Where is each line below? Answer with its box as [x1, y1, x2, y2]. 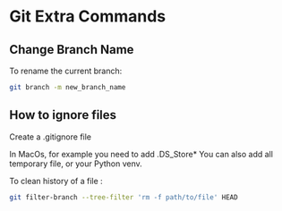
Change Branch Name [9, 42, 134, 57]
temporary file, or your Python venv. [9, 158, 143, 169]
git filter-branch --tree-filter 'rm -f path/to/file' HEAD [9, 192, 239, 202]
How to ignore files [9, 107, 117, 122]
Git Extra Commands [9, 6, 167, 27]
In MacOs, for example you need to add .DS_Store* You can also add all [9, 148, 273, 159]
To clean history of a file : [9, 175, 103, 186]
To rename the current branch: [9, 65, 123, 76]
